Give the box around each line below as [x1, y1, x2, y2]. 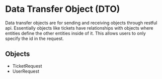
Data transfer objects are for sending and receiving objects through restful [5, 20, 158, 26]
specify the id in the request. [5, 36, 64, 41]
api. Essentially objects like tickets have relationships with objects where [5, 25, 154, 31]
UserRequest [12, 68, 40, 74]
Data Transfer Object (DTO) [5, 3, 120, 15]
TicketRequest [12, 63, 42, 69]
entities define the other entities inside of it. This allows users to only [5, 30, 146, 36]
